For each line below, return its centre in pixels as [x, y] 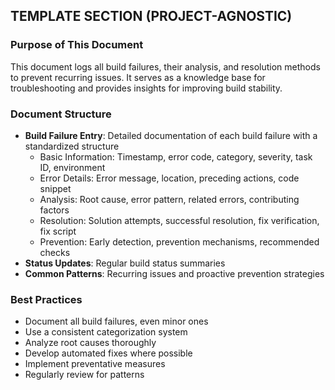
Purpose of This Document [77, 45]
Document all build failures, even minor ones [116, 321]
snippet [55, 188]
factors [54, 210]
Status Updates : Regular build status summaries [125, 263]
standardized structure [72, 146]
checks [55, 252]
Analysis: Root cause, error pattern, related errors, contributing [169, 199]
